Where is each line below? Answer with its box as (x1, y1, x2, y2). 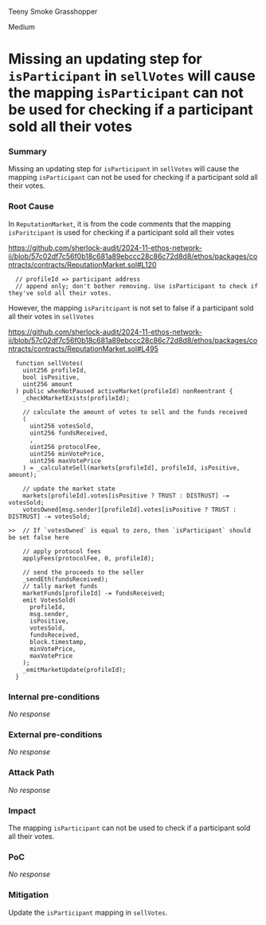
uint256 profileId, (22, 366, 88, 374)
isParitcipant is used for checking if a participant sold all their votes (8, 227, 235, 237)
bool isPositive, (22, 373, 80, 381)
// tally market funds (22, 582, 98, 590)
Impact (8, 805, 37, 816)
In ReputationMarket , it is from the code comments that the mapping (8, 219, 231, 228)
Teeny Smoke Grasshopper (8, 7, 98, 16)
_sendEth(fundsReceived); (22, 575, 109, 583)
